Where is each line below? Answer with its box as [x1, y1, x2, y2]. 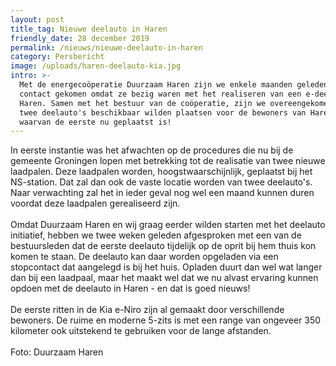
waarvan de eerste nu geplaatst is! [19, 117, 172, 127]
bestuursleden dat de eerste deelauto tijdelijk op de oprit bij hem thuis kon [10, 240, 317, 252]
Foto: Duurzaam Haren [10, 346, 104, 358]
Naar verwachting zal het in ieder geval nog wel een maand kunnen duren [10, 187, 315, 199]
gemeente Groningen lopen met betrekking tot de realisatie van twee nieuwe [10, 155, 326, 167]
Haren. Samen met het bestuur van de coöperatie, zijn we [19, 98, 267, 108]
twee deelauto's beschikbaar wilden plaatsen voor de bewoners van [19, 107, 307, 118]
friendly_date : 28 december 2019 [10, 33, 150, 43]
